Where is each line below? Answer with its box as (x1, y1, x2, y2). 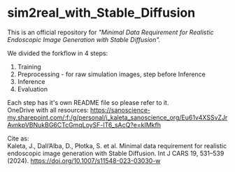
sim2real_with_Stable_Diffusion (7, 5, 196, 21)
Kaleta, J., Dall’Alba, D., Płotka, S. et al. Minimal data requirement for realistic (7, 141, 227, 150)
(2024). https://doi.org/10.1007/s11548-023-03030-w (7, 156, 161, 165)
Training (17, 62, 42, 71)
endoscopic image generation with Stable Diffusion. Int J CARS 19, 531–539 (7, 149, 225, 157)
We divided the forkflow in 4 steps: (7, 49, 108, 57)
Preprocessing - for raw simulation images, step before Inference (17, 70, 206, 78)
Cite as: (7, 134, 29, 143)
